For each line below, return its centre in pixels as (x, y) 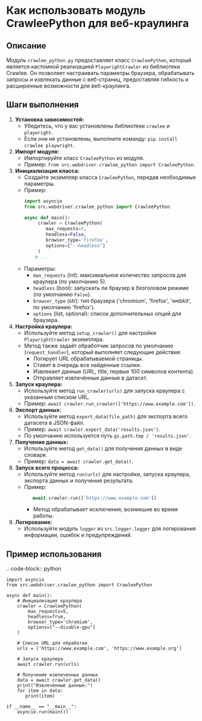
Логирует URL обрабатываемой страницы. (88, 358)
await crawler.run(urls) (48, 664)
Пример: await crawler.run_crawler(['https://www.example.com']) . (109, 403)
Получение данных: (42, 442)
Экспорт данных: (38, 410)
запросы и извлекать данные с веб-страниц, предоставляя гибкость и (97, 79)
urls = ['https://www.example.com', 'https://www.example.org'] (99, 648)
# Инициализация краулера (50, 601)
